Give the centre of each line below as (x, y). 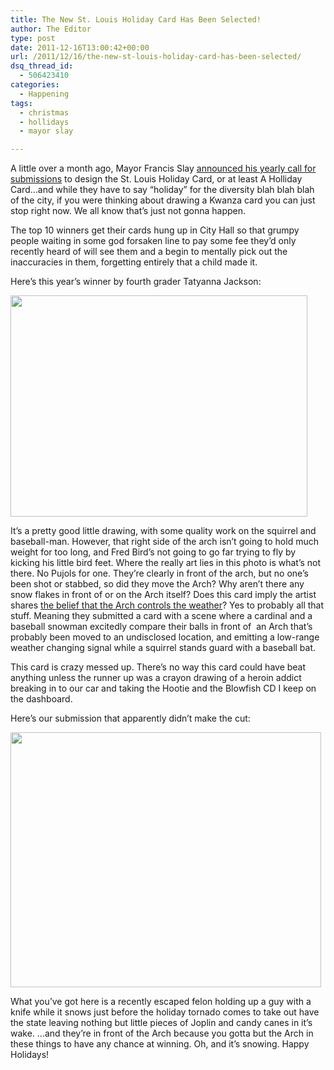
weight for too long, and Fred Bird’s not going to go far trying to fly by (153, 552)
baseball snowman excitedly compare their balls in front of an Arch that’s (161, 627)
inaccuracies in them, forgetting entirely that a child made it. (134, 262)
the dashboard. (41, 699)
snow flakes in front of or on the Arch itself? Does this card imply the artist (163, 595)
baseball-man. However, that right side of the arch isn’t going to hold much (164, 542)
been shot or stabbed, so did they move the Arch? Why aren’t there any (157, 584)
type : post (33, 38)
